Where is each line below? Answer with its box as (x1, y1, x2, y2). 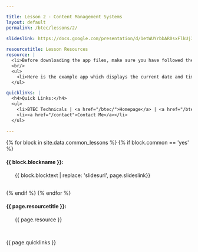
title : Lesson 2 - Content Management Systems (6, 14, 123, 19)
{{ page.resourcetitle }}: (6, 203, 67, 210)
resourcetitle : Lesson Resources (6, 47, 88, 53)
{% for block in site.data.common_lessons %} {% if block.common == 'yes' (6, 139, 190, 146)
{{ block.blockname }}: (6, 159, 64, 166)
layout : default (6, 19, 46, 25)
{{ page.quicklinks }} (6, 238, 57, 246)
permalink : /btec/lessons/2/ (6, 25, 78, 31)
